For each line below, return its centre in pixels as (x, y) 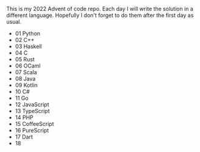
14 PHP (24, 117)
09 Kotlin (26, 85)
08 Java (25, 79)
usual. (14, 22)
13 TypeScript (32, 111)
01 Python (28, 33)
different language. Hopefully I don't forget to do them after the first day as (100, 15)
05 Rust (25, 59)
